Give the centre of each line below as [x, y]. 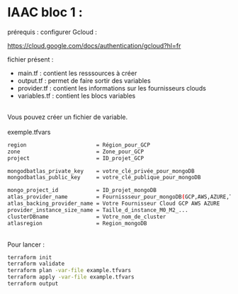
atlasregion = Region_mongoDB [77, 223]
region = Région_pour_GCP [79, 145]
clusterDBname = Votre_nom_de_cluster [87, 217]
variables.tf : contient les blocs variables [76, 96]
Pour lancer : [26, 244]
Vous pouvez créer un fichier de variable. [68, 117]
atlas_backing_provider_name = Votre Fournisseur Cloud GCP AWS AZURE [114, 204]
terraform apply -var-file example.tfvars [71, 277]
